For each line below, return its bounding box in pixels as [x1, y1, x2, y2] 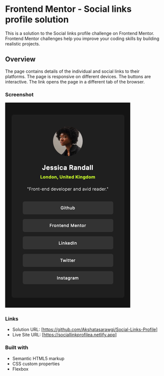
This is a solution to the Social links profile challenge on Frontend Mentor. [5, 30, 155, 36]
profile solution [5, 14, 69, 25]
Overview [5, 55, 36, 64]
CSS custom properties [12, 361, 60, 367]
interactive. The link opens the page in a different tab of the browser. [5, 79, 145, 84]
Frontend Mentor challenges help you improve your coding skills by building [5, 36, 160, 42]
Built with [5, 344, 29, 351]
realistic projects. [5, 41, 41, 46]
